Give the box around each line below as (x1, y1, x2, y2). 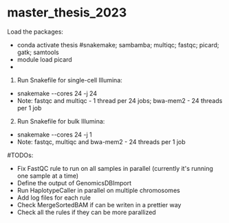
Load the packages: (7, 27, 64, 36)
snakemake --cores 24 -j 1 (17, 130, 93, 139)
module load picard (17, 55, 72, 63)
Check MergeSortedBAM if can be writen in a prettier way (17, 200, 182, 209)
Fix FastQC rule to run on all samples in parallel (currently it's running (17, 164, 213, 172)
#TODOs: (7, 151, 34, 159)
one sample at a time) (17, 172, 79, 180)
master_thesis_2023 (7, 5, 127, 21)
